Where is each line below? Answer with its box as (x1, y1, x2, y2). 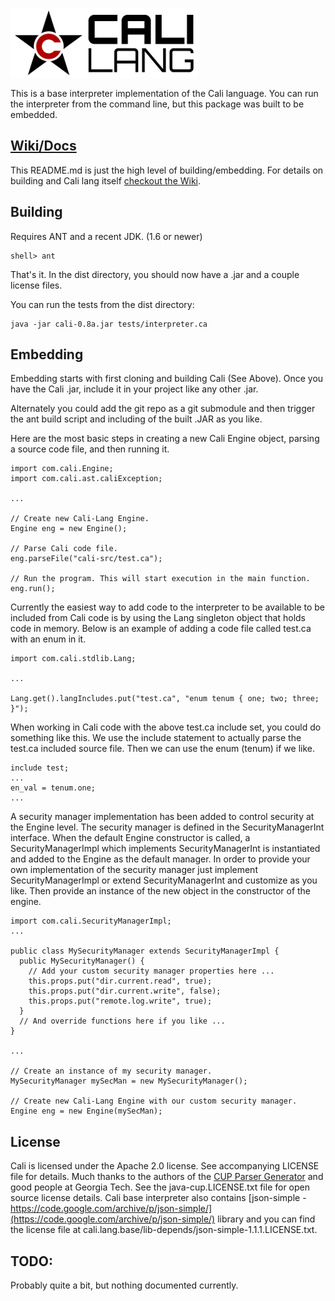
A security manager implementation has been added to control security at (10, 811, 315, 823)
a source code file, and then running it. (10, 443, 170, 455)
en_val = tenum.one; (10, 783, 97, 793)
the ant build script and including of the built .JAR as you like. (10, 413, 263, 425)
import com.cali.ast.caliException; (10, 474, 163, 484)
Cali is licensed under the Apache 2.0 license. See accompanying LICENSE (10, 1160, 320, 1172)
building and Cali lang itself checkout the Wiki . (10, 174, 202, 187)
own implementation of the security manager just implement (10, 864, 258, 876)
